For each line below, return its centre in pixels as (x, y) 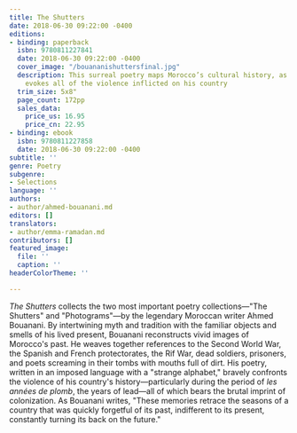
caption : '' (39, 265)
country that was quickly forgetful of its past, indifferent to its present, (137, 410)
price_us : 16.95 (55, 116)
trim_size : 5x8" (47, 91)
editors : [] (31, 215)
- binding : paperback (49, 42)
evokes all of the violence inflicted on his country (126, 83)
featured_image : (39, 248)
